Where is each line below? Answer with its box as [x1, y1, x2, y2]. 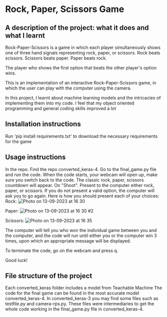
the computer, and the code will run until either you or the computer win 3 [5, 232, 157, 238]
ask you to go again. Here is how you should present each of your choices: [5, 192, 159, 198]
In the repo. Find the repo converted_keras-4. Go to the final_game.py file [5, 166, 156, 172]
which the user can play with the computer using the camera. [5, 85, 131, 91]
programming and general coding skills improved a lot [5, 105, 116, 111]
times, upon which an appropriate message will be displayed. [5, 237, 131, 243]
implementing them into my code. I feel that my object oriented [5, 100, 134, 106]
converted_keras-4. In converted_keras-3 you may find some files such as [5, 295, 158, 301]
